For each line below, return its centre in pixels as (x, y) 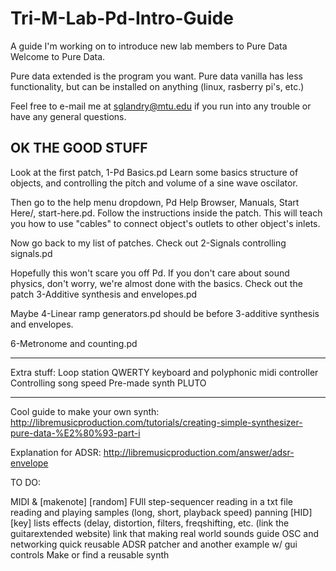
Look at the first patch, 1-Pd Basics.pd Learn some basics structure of (154, 172)
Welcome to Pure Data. (58, 56)
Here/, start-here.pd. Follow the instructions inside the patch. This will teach (166, 213)
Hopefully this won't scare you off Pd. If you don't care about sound (150, 273)
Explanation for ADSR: (56, 452)
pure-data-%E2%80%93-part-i (75, 433)
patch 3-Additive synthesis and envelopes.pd (104, 294)
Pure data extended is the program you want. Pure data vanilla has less (157, 76)
